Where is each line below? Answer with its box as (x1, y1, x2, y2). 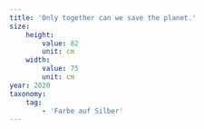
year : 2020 (9, 81, 51, 90)
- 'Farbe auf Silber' (42, 106, 124, 115)
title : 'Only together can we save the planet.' (9, 13, 197, 23)
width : (25, 55, 51, 64)
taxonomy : (9, 89, 47, 98)
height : (25, 30, 54, 39)
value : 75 (42, 64, 79, 74)
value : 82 (42, 38, 79, 48)
